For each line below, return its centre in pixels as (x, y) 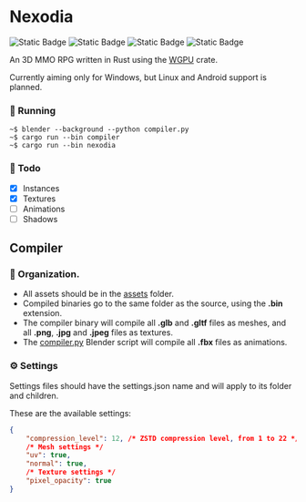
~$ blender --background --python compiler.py (99, 129)
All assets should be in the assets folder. (98, 294)
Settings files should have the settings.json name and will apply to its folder (151, 385)
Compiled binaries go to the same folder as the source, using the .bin (153, 303)
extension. (42, 313)
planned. (26, 87)
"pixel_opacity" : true (69, 481)
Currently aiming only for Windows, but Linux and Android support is (138, 77)
